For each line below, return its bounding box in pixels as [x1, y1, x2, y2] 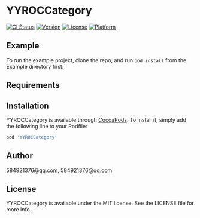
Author [6, 151, 33, 161]
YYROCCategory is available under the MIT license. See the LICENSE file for [6, 199, 195, 207]
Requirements [6, 80, 60, 90]
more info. [6, 206, 32, 213]
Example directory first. [6, 63, 64, 70]
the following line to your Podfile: [6, 122, 88, 130]
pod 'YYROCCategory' [6, 134, 58, 140]
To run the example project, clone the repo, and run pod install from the [6, 56, 187, 63]
